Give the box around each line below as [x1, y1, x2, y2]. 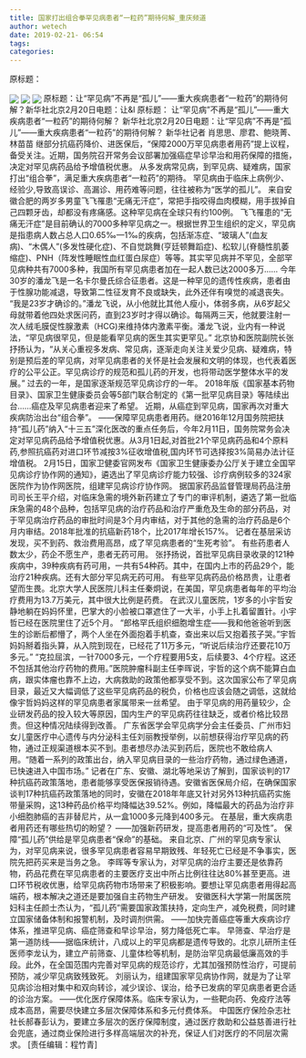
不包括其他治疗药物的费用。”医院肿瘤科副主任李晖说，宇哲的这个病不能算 [9, 663, 280, 674]
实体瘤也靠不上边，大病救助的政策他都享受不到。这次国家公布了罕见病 [33, 674, 297, 685]
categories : [9, 47, 55, 57]
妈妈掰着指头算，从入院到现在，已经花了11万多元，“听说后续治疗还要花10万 [9, 640, 291, 651]
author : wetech [9, 22, 67, 31]
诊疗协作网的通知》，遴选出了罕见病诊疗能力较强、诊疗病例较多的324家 [25, 469, 292, 480]
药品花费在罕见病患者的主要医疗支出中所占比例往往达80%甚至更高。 [25, 868, 283, 879]
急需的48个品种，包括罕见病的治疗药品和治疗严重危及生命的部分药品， [16, 503, 283, 514]
